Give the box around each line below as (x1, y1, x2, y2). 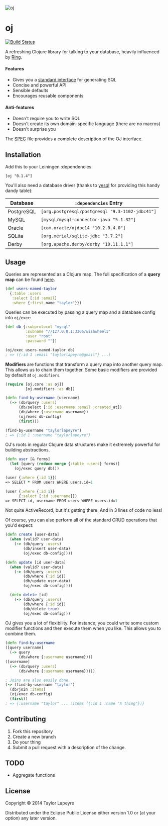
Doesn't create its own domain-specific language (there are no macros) (12, 121, 160, 127)
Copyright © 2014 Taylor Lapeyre (5, 800, 74, 806)
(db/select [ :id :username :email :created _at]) (18, 405, 122, 410)
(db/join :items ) (10, 687, 46, 692)
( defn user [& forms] (5, 456, 51, 462)
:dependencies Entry (74, 200, 123, 207)
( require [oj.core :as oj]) (5, 382, 64, 387)
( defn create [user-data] (5, 532, 59, 537)
